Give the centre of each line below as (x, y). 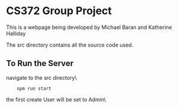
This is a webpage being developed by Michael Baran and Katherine (89, 27)
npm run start (34, 89)
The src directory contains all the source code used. (70, 45)
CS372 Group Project (59, 11)
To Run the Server (40, 63)
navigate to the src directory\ (41, 77)
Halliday (16, 33)
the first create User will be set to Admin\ (56, 99)
